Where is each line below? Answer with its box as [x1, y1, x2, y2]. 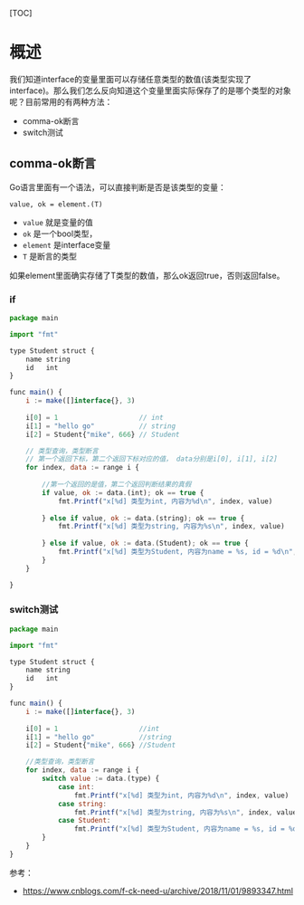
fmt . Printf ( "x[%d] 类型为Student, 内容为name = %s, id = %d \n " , [57, 548, 298, 557]
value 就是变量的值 [22, 216, 93, 227]
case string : [57, 799, 107, 808]
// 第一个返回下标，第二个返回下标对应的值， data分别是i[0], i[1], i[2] [25, 454, 278, 464]
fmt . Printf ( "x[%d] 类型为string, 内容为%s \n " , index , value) [57, 522, 285, 531]
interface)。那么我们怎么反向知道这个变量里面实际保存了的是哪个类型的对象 [9, 85, 291, 96]
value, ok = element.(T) [9, 199, 103, 209]
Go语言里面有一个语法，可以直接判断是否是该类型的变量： [9, 181, 226, 193]
